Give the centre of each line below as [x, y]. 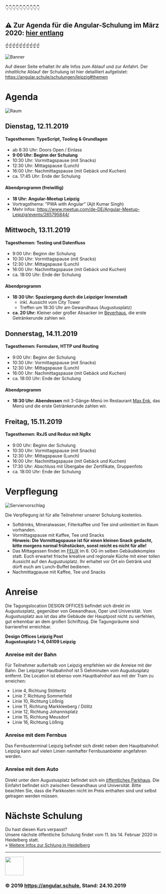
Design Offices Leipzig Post [34, 636]
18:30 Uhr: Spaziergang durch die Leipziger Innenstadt [70, 297]
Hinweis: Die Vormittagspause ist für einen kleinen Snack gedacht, [82, 540]
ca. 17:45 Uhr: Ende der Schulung [46, 176]
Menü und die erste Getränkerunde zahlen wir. [60, 406]
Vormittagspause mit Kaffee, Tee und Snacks [58, 535]
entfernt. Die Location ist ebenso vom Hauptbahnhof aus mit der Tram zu [80, 675]
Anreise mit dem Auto [32, 769]
